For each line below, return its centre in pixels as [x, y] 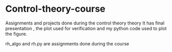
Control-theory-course [55, 9]
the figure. [16, 34]
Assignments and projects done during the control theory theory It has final [85, 23]
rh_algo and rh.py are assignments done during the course [67, 43]
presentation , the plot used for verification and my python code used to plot [86, 28]
